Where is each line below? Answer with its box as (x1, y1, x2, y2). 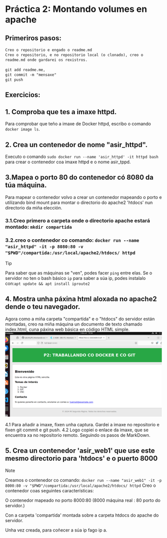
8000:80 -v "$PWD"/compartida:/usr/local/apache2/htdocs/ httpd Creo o (5, 482, 156, 488)
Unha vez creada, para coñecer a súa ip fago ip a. (5, 527, 108, 533)
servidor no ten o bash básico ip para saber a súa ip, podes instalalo (5, 275, 146, 281)
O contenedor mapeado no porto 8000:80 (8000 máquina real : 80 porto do (5, 497, 161, 503)
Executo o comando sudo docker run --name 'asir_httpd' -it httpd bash (5, 154, 159, 160)
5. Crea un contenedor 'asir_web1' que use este (5, 447, 155, 455)
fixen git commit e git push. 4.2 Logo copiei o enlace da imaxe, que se (5, 427, 149, 433)
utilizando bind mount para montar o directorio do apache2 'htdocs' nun (5, 200, 153, 205)
